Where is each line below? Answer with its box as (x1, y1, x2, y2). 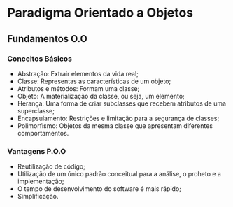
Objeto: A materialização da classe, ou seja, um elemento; (17, 92, 185, 100)
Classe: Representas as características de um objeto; (17, 77, 171, 85)
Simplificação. (17, 192, 59, 201)
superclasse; (17, 106, 55, 115)
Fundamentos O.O (7, 33, 87, 45)
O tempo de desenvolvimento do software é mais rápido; (17, 185, 182, 193)
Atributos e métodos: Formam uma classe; (17, 84, 140, 92)
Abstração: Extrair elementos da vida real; (17, 69, 139, 78)
